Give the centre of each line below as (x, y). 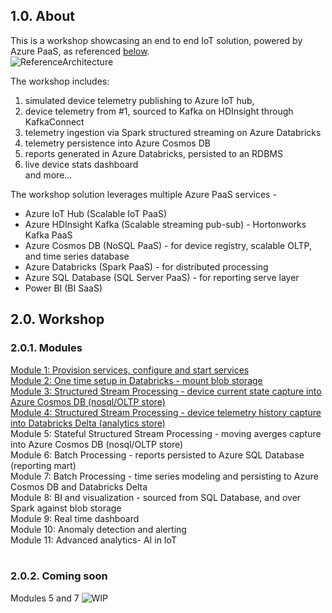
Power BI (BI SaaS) (63, 288)
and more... (48, 175)
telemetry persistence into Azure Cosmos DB (117, 143)
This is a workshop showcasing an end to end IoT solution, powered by (156, 40)
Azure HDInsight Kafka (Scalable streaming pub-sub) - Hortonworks (165, 224)
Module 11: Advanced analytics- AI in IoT (93, 540)
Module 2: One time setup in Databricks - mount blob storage (136, 380)
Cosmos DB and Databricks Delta (79, 486)
